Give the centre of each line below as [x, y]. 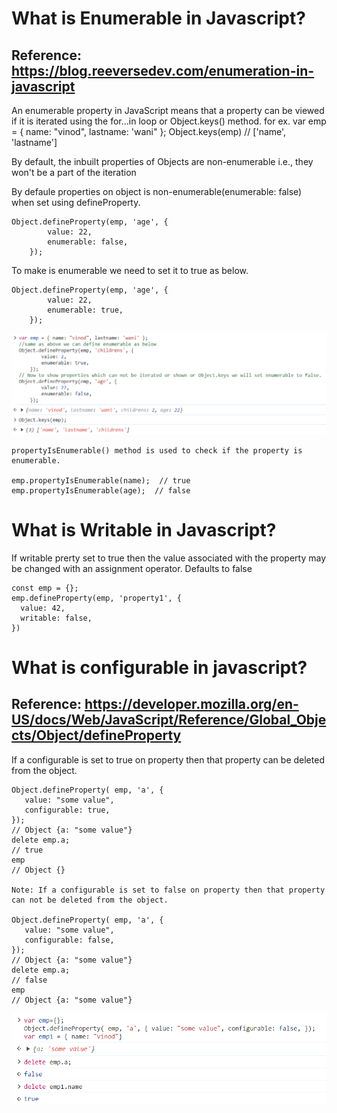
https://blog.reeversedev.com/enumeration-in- [163, 70]
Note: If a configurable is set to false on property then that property [168, 890]
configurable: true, [67, 810]
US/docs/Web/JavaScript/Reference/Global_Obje [169, 720]
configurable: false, [69, 940]
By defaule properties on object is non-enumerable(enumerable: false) [157, 191]
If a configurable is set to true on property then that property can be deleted [168, 759]
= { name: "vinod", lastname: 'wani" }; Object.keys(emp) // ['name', [149, 131]
